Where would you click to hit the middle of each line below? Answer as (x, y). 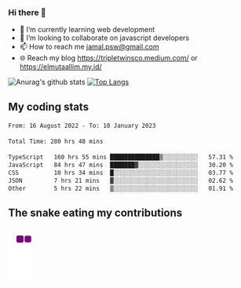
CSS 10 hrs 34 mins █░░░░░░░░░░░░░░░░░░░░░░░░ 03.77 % (121, 173)
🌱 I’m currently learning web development (87, 30)
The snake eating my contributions (95, 212)
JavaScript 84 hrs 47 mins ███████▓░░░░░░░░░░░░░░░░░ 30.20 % (121, 165)
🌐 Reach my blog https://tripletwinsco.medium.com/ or (108, 58)
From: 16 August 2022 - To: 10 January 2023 (82, 126)
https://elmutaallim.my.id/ (60, 67)
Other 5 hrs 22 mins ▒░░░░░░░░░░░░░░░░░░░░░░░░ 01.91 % (121, 189)
